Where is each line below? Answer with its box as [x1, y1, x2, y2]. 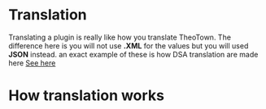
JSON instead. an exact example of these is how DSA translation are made [8, 49, 259, 59]
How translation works [8, 86, 165, 105]
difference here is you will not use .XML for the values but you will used [8, 40, 249, 50]
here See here [8, 58, 56, 68]
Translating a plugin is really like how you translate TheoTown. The [8, 32, 232, 42]
